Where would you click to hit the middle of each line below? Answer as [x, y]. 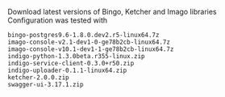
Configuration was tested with [58, 20]
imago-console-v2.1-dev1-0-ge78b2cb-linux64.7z [89, 42]
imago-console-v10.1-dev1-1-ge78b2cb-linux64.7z [91, 49]
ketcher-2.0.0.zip [38, 78]
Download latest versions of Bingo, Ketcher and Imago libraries [112, 12]
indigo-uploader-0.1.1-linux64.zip [67, 70]
